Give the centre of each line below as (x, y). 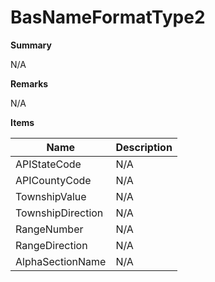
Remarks (29, 83)
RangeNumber (49, 229)
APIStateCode (48, 164)
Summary (31, 45)
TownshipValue (51, 196)
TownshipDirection (59, 213)
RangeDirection (51, 245)
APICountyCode (53, 180)
